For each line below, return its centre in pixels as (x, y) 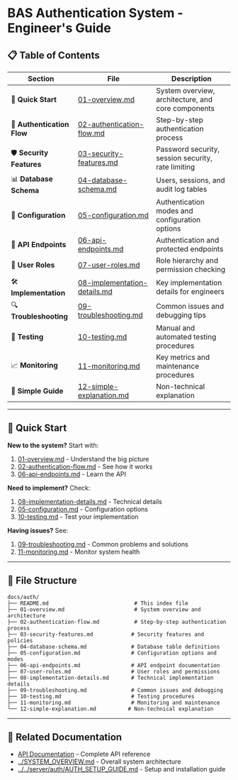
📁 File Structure (42, 581)
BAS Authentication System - (95, 13)
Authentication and (187, 240)
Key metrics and (183, 357)
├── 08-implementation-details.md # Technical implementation (110, 678)
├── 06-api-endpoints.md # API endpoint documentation (114, 665)
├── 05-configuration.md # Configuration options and (112, 653)
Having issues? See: (38, 530)
